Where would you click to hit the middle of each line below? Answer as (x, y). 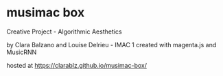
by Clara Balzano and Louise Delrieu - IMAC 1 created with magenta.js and (111, 45)
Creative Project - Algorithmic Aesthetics (64, 31)
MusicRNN (22, 52)
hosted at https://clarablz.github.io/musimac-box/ (77, 65)
